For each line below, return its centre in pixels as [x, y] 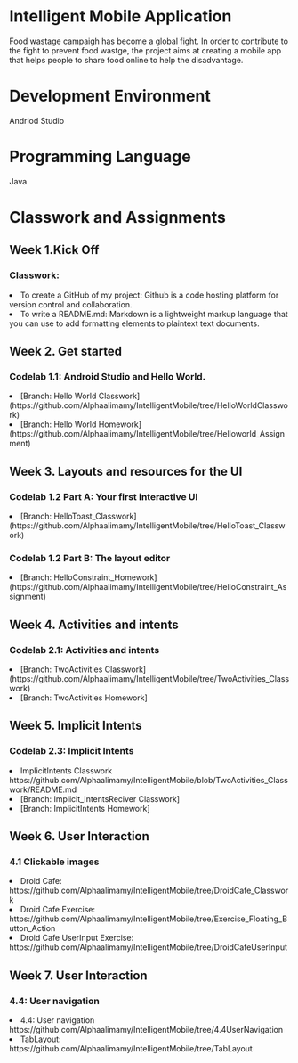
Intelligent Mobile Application [121, 16]
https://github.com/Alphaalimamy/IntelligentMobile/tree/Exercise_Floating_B [148, 919]
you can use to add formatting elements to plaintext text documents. [134, 323]
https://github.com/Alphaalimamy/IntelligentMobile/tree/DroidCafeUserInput [148, 947]
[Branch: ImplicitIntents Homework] [85, 808]
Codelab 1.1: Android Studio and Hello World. [108, 376]
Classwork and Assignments [118, 217]
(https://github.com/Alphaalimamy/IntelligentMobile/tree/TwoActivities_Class [149, 679]
